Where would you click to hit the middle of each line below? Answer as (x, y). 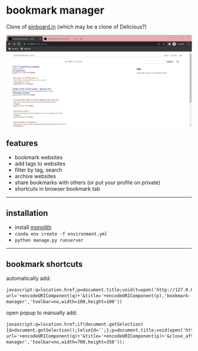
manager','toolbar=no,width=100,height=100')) (64, 302)
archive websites (35, 176)
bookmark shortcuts (44, 264)
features (22, 143)
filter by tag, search (38, 170)
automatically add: (29, 278)
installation (27, 213)
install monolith (33, 227)
